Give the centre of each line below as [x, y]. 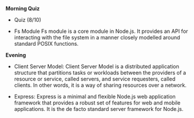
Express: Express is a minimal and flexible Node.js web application [95, 97]
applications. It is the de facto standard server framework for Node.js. [99, 109]
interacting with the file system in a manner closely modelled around [97, 37]
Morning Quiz [23, 9]
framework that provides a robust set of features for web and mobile [97, 103]
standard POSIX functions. [46, 44]
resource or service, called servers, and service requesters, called [95, 79]
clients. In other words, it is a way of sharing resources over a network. [100, 85]
